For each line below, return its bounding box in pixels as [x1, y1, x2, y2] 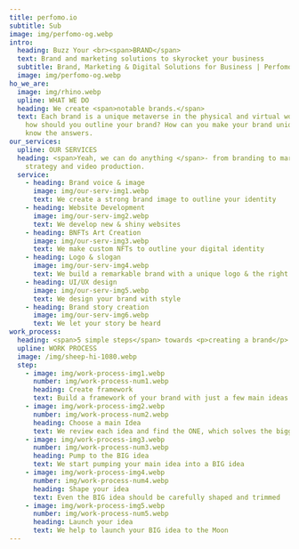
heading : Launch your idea [32, 518, 133, 527]
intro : [9, 37, 34, 47]
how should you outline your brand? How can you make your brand [25, 121, 273, 130]
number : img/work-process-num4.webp [32, 476, 169, 485]
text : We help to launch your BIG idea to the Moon [32, 526, 229, 535]
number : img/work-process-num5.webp [32, 509, 169, 519]
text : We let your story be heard [32, 319, 162, 328]
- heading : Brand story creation [25, 303, 149, 311]
